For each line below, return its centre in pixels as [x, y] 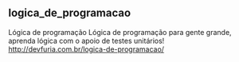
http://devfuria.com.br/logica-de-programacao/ [86, 49]
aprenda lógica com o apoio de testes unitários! [86, 41]
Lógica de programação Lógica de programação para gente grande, [120, 32]
